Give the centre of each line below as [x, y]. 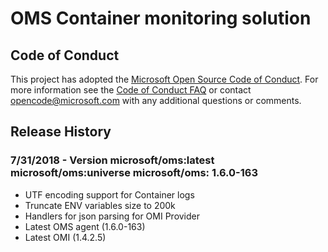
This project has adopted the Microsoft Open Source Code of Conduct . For [164, 79]
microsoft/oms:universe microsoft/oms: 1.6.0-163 [134, 173]
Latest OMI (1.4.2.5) [65, 237]
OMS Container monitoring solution [161, 18]
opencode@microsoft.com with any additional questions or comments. [156, 100]
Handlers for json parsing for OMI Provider [112, 216]
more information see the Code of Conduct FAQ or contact [131, 90]
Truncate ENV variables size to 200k [100, 205]
